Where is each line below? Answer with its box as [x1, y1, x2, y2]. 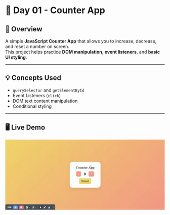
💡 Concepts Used [5, 73, 62, 82]
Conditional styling [12, 103, 52, 109]
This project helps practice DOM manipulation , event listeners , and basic [5, 49, 160, 55]
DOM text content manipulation [12, 98, 78, 104]
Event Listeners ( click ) [12, 92, 61, 98]
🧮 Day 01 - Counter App [5, 5, 105, 16]
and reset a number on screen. [5, 44, 70, 50]
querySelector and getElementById [12, 87, 84, 93]
